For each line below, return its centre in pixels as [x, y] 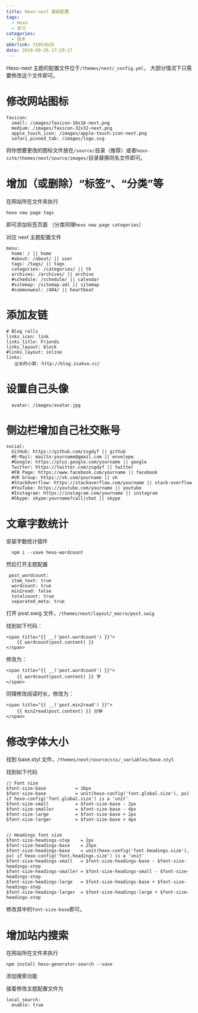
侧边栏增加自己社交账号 [63, 430]
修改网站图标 [38, 101]
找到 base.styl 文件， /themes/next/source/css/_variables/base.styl [90, 760]
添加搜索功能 [22, 976]
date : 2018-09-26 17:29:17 [39, 50]
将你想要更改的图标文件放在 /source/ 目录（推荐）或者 [71, 150]
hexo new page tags [30, 212]
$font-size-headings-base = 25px [51, 846]
